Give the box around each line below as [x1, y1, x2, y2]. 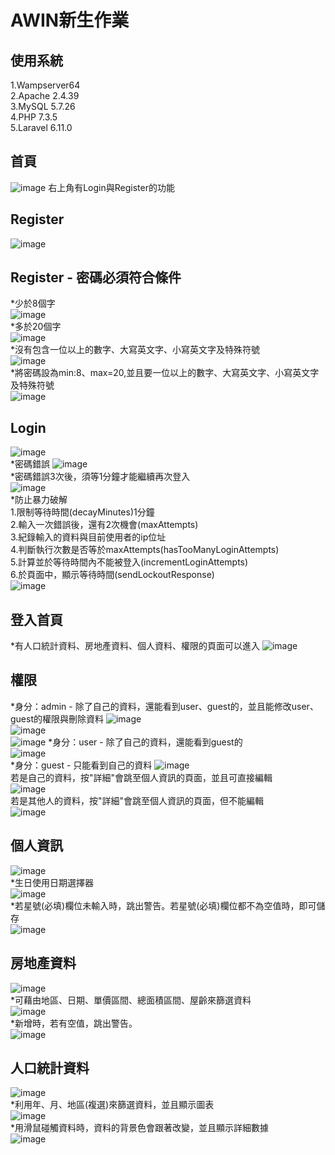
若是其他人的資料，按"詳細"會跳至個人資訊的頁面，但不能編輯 [10, 794, 265, 806]
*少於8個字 [10, 297, 56, 310]
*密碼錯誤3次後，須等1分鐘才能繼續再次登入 [10, 471, 191, 483]
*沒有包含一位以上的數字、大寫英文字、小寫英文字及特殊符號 [10, 344, 261, 356]
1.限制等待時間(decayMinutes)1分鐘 [10, 506, 155, 518]
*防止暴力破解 [10, 494, 68, 506]
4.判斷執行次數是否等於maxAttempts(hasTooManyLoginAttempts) [10, 544, 280, 556]
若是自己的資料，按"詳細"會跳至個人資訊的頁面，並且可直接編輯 [10, 771, 273, 783]
